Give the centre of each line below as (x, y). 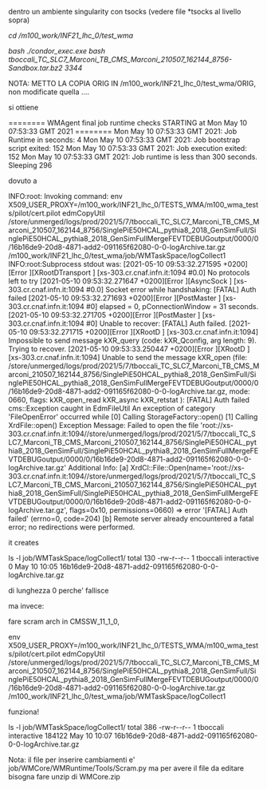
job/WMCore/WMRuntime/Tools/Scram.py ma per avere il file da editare (126, 768)
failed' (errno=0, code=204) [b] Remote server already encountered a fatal (131, 519)
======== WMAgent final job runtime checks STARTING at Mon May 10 (128, 123)
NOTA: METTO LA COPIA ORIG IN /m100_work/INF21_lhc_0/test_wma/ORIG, (132, 83)
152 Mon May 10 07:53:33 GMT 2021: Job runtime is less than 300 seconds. (133, 157)
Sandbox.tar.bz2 (35, 68)
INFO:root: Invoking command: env (66, 196)
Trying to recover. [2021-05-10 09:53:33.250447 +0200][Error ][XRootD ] (129, 349)
